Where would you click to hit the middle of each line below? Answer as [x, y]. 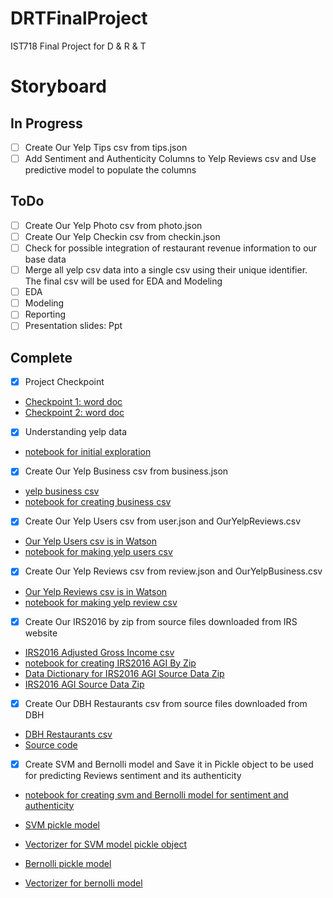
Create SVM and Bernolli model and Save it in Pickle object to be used [169, 764]
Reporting [45, 314]
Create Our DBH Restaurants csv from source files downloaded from [166, 703]
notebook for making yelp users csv [98, 552]
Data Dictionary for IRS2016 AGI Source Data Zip [124, 673]
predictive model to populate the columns [110, 170]
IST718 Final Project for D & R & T [78, 46]
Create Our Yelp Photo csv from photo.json [113, 225]
